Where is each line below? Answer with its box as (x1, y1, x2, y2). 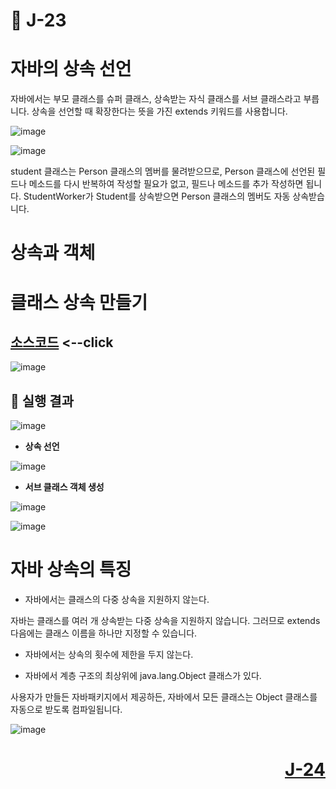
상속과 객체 (10, 242, 96, 264)
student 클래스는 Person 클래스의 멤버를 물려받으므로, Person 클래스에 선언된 (10, 165, 316, 178)
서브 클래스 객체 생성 (24, 481, 105, 493)
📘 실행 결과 (10, 392, 75, 409)
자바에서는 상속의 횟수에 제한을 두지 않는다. (24, 649, 194, 661)
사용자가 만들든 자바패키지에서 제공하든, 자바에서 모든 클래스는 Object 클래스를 (10, 691, 318, 703)
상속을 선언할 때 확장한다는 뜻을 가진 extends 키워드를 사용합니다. (31, 105, 288, 118)
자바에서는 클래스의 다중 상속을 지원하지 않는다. (24, 594, 210, 606)
